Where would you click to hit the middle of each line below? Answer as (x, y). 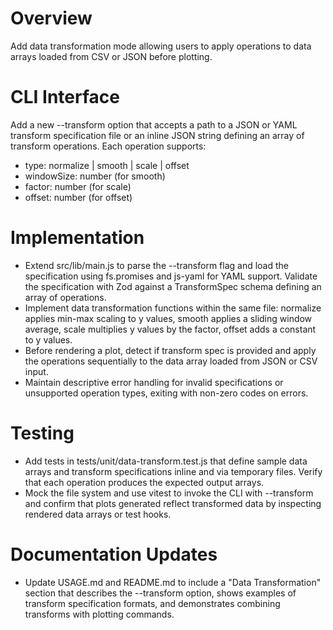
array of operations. (65, 297)
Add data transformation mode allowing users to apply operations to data (161, 46)
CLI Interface (65, 97)
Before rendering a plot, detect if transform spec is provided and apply (170, 350)
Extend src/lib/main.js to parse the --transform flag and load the (157, 265)
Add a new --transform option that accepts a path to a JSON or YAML (154, 124)
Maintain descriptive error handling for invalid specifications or (154, 382)
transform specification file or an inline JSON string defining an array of (157, 135)
